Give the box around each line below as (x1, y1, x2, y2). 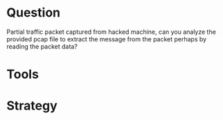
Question (6, 5, 60, 21)
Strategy (6, 98, 58, 114)
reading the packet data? (6, 42, 78, 50)
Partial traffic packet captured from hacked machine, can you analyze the (6, 28, 216, 36)
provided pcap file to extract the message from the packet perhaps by (6, 34, 207, 43)
